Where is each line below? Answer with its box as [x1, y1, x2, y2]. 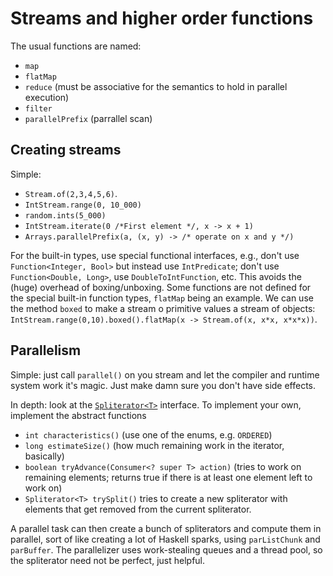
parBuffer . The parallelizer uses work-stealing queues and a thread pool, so [10, 543, 323, 556]
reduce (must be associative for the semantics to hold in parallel [24, 80, 288, 92]
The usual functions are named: [10, 40, 142, 52]
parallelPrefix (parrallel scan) [24, 112, 153, 124]
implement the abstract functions [10, 409, 147, 421]
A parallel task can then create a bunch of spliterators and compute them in [10, 522, 322, 534]
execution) [24, 91, 70, 103]
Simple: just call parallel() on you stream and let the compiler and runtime [10, 368, 320, 381]
